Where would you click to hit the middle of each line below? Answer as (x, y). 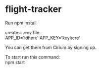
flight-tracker (33, 9)
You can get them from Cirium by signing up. (51, 47)
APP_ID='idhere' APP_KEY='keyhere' (43, 38)
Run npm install (21, 23)
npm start (15, 62)
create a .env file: (23, 32)
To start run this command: (33, 57)
